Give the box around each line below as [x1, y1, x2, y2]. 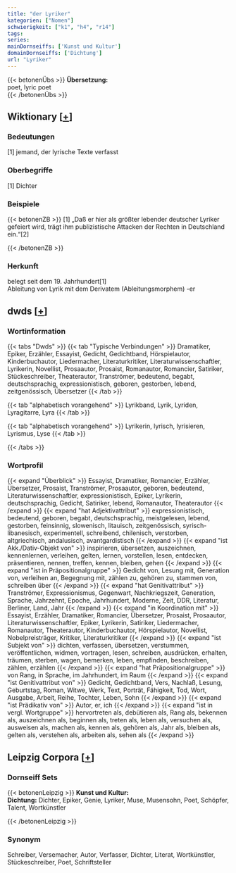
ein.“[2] [7, 230, 30, 239]
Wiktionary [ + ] [7, 111, 73, 123]
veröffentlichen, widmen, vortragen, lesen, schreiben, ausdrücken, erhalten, [7, 648, 228, 657]
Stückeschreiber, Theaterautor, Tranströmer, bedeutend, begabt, [7, 372, 195, 381]
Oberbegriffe [7, 165, 53, 175]
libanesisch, [7, 529, 42, 537]
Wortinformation [7, 326, 66, 336]
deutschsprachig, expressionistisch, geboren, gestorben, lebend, [7, 379, 197, 388]
